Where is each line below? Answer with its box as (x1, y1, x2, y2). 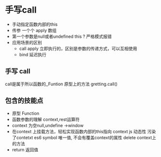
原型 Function (12, 110, 40, 116)
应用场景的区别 (12, 39, 42, 45)
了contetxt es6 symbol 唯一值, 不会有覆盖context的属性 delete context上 (12, 134, 156, 141)
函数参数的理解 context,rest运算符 (12, 116, 80, 122)
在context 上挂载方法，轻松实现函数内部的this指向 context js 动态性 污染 (12, 128, 156, 134)
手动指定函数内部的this (12, 21, 58, 27)
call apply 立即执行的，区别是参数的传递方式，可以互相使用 (19, 46, 137, 51)
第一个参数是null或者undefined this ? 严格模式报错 (12, 33, 112, 39)
